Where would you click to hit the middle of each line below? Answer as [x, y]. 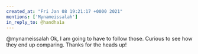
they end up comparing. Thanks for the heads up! [66, 45]
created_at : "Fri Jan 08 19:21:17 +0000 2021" [64, 11]
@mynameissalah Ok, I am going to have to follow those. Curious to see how [99, 39]
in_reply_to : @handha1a [35, 22]
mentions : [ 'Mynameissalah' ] [42, 17]
